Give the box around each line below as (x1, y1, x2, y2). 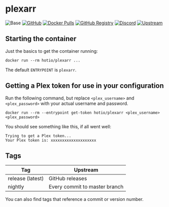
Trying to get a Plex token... (5, 133, 72, 139)
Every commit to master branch (48, 183, 124, 190)
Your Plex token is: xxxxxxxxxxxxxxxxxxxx (5, 137, 96, 143)
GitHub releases (48, 175, 87, 182)
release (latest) (8, 175, 44, 182)
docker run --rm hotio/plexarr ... (5, 58, 81, 63)
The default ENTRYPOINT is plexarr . (5, 66, 77, 73)
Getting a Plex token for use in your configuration (5, 82, 164, 90)
